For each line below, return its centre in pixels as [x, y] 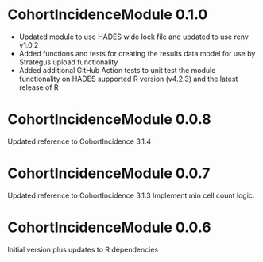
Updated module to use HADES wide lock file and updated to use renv [134, 37]
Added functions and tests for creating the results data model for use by [137, 53]
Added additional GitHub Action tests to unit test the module [117, 70]
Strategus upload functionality [68, 62]
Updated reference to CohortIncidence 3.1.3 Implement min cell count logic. [131, 195]
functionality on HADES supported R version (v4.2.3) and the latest [128, 79]
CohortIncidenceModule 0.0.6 [109, 227]
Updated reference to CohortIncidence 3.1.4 [79, 141]
